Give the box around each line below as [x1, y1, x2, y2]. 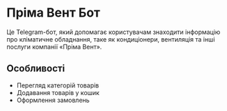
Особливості [6, 62, 65, 74]
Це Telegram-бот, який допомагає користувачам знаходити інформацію [6, 28, 221, 36]
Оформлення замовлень [16, 96, 90, 104]
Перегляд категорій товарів [16, 81, 100, 89]
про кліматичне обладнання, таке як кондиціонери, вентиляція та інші [6, 35, 215, 43]
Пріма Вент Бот [6, 5, 100, 21]
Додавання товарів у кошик [16, 88, 100, 96]
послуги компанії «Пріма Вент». [6, 42, 102, 51]
